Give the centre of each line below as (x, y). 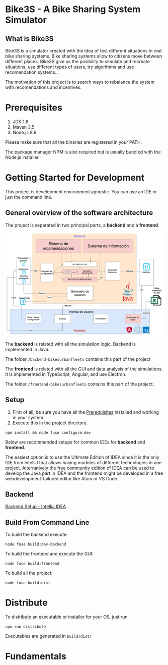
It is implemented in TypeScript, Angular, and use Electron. (66, 374)
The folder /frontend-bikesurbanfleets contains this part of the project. (80, 384)
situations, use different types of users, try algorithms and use (70, 67)
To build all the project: (29, 573)
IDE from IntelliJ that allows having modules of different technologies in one (83, 462)
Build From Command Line (47, 522)
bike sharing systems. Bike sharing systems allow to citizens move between (84, 56)
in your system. (28, 417)
